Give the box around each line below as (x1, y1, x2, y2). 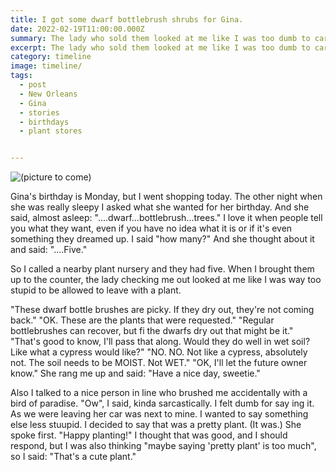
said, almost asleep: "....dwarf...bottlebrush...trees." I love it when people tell (10, 212, 323, 224)
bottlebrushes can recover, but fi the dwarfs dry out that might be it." (10, 325, 294, 337)
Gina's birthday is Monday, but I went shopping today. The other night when (10, 191, 323, 203)
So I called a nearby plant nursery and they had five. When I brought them (10, 263, 315, 275)
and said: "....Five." (10, 244, 88, 256)
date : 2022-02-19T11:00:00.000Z (10, 24, 145, 34)
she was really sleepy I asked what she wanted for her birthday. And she (10, 201, 310, 213)
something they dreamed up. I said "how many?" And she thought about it (10, 233, 315, 245)
